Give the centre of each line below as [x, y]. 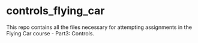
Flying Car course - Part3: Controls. [50, 33]
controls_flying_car [55, 11]
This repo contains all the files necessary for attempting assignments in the [99, 27]
